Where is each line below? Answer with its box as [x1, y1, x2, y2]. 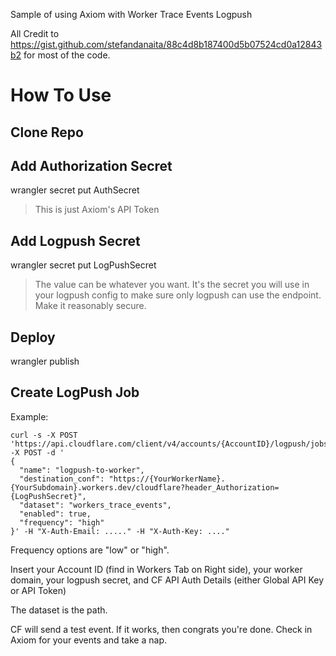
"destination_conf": [19, 474, 105, 484]
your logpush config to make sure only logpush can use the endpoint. [34, 289, 322, 301]
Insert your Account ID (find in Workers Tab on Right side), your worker [10, 563, 303, 575]
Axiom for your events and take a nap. [10, 634, 167, 646]
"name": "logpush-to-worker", [19, 465, 145, 475]
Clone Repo [10, 124, 84, 141]
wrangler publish [10, 355, 80, 368]
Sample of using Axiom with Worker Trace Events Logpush [10, 9, 253, 20]
